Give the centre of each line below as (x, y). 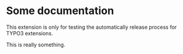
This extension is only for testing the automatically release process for (91, 27)
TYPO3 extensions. (30, 33)
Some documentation (60, 11)
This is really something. (36, 45)
